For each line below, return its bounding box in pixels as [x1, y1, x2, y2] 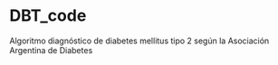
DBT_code [9, 5, 87, 26]
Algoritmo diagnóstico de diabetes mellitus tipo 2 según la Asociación [9, 35, 270, 46]
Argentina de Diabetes [9, 44, 93, 55]
